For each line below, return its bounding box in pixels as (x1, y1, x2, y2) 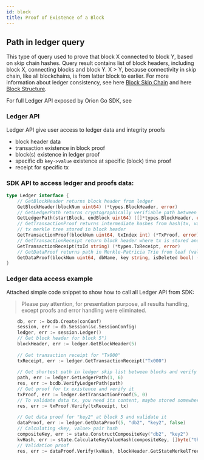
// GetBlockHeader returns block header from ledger (17, 198, 154, 204)
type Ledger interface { (6, 192, 69, 198)
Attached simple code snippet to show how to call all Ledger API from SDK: (6, 288, 194, 296)
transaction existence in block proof (15, 144, 106, 152)
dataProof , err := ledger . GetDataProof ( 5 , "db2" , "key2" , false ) (17, 420, 186, 426)
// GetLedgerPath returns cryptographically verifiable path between (17, 209, 197, 215)
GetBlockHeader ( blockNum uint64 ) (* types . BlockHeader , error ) (17, 204, 178, 210)
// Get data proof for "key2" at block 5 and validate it (17, 414, 167, 421)
